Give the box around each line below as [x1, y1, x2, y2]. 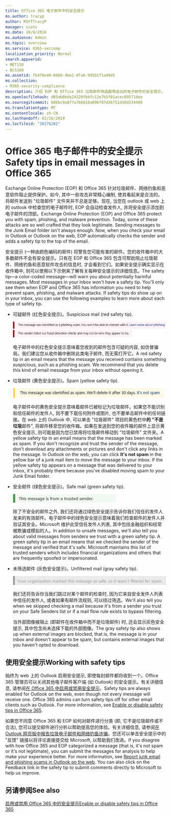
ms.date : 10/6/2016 [5, 30, 47, 35]
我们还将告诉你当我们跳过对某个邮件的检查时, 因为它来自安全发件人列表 [12, 591, 163, 597]
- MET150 [5, 62, 24, 67]
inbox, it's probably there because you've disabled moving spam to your [12, 468, 165, 474]
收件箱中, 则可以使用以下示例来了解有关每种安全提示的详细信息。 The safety [5, 268, 165, 274]
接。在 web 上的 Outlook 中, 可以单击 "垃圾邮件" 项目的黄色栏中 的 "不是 [12, 417, 163, 423]
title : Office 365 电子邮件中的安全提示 [5, 8, 85, 13]
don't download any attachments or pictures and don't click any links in [12, 446, 163, 452]
